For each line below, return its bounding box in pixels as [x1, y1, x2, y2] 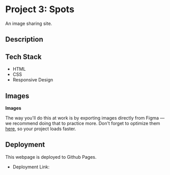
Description [5, 35, 43, 44]
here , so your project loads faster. [5, 126, 76, 132]
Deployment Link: [12, 164, 50, 170]
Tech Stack [5, 52, 42, 61]
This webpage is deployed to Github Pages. [5, 154, 97, 160]
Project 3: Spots [5, 4, 75, 15]
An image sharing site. [5, 20, 52, 26]
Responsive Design [12, 77, 53, 83]
